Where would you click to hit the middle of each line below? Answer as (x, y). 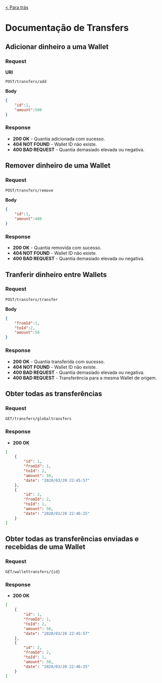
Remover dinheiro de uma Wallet (58, 166)
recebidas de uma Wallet (45, 547)
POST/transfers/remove (29, 190)
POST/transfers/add (26, 81)
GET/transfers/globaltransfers (38, 419)
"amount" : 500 (28, 110)
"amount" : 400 (28, 219)
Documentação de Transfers (67, 28)
